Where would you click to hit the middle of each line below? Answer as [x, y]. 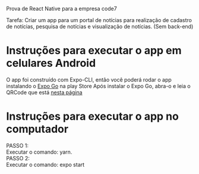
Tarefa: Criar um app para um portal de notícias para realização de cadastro [99, 20]
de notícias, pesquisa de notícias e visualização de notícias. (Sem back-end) [100, 27]
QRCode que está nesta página [44, 92]
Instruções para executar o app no [93, 116]
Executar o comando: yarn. [39, 152]
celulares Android [51, 63]
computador [37, 129]
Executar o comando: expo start [45, 164]
